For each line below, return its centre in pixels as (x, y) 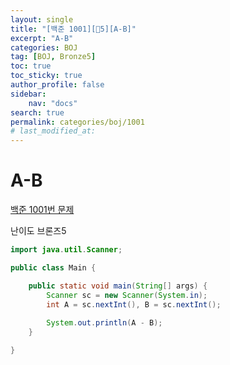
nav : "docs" (53, 103)
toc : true (31, 66)
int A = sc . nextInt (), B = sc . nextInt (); (134, 304)
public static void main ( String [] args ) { (118, 286)
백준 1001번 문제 (42, 210)
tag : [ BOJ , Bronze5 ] (53, 57)
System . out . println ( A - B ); (104, 323)
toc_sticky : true (46, 76)
